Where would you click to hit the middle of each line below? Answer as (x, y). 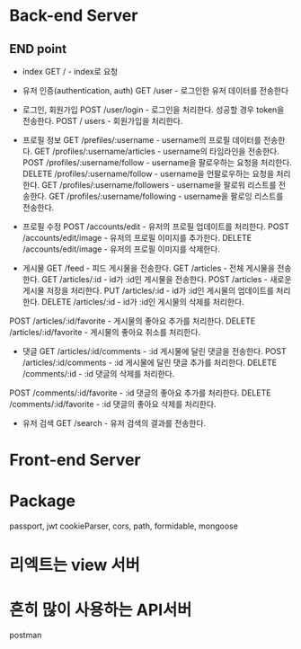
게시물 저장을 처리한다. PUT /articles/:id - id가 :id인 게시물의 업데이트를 (148, 290)
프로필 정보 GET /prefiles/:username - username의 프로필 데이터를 (142, 140)
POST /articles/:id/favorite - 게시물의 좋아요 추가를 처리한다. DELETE (133, 321)
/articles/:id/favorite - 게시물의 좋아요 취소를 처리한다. (105, 332)
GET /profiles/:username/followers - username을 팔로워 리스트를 (159, 185)
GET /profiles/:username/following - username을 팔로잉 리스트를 (166, 196)
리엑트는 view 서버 (75, 565)
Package (43, 501)
